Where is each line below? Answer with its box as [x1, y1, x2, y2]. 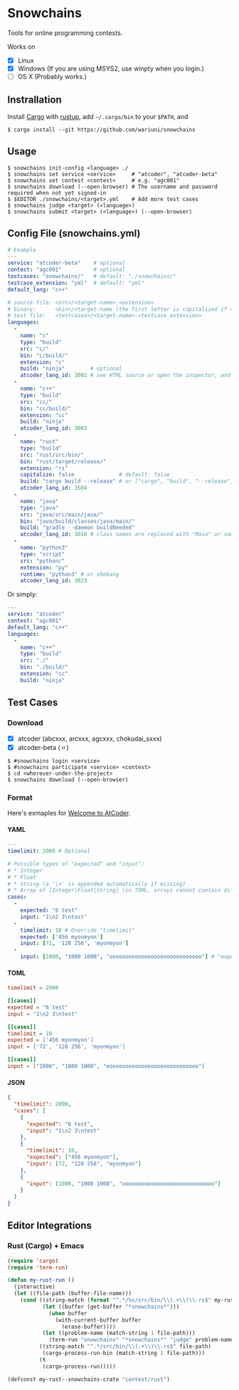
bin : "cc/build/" [20, 405, 72, 412]
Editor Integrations [7, 1220, 92, 1232]
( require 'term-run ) [7, 1264, 69, 1271]
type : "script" [20, 550, 65, 557]
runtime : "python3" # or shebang [20, 570, 119, 578]
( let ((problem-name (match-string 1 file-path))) [42, 1329, 196, 1337]
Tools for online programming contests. [7, 29, 123, 37]
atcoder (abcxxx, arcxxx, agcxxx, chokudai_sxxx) [17, 734, 162, 743]
